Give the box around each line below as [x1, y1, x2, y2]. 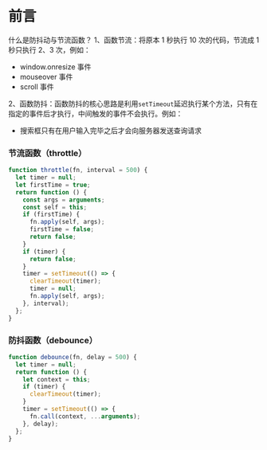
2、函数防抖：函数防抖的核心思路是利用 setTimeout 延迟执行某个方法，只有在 [8, 99, 258, 108]
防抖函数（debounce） [8, 335, 98, 346]
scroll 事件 [19, 81, 54, 92]
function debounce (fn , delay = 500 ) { [8, 353, 137, 361]
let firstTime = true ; [15, 181, 91, 189]
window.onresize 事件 [19, 61, 92, 72]
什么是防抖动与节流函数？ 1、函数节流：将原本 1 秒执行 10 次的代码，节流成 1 [8, 35, 260, 45]
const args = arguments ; [22, 196, 105, 204]
